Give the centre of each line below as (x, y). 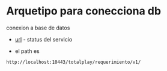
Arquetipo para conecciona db (83, 11)
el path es (27, 51)
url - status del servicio (44, 39)
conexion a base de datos (38, 28)
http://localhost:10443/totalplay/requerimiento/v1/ (74, 62)
